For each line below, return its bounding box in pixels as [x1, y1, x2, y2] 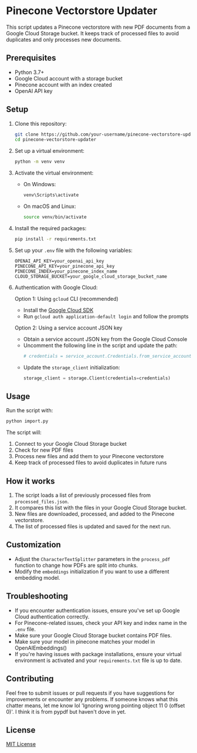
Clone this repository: [14, 120, 67, 127]
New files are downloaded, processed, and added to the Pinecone [14, 510, 175, 517]
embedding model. [14, 574, 60, 581]
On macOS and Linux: [23, 203, 76, 210]
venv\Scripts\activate [23, 192, 79, 198]
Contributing [6, 674, 54, 684]
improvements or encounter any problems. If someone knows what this [6, 695, 178, 702]
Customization [6, 540, 62, 550]
